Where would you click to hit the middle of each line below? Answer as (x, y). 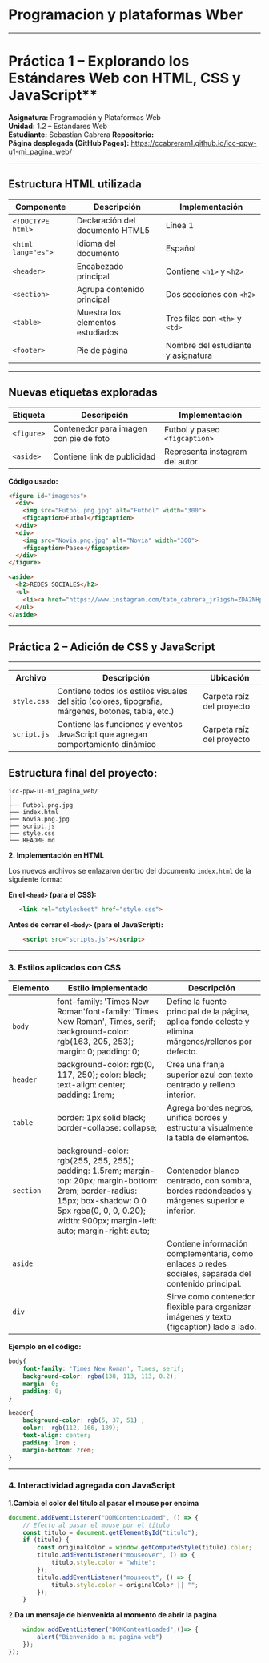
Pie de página (102, 350)
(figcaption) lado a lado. (212, 1327)
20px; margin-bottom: (115, 1181)
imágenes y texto (199, 1317)
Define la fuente (197, 1002)
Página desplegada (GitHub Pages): (69, 143)
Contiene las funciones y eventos (120, 725)
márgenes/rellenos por (209, 1042)
